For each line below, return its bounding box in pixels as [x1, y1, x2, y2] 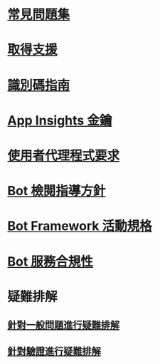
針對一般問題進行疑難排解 [7, 319, 119, 331]
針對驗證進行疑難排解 [7, 345, 101, 358]
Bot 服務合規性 [7, 254, 94, 269]
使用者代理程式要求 [7, 147, 120, 164]
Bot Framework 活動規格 [7, 218, 152, 234]
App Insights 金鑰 [7, 112, 112, 128]
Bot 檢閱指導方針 [7, 183, 106, 199]
